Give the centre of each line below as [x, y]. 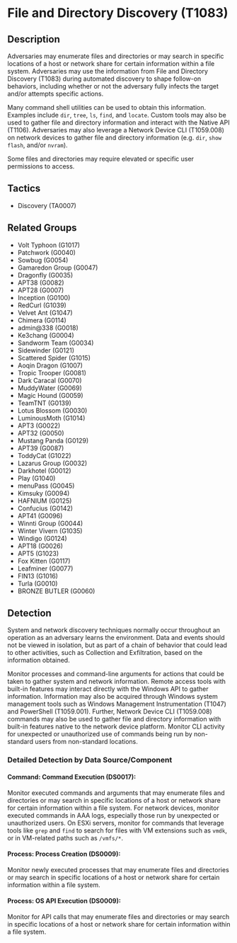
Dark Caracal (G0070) [50, 380]
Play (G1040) [36, 478]
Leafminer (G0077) [45, 568]
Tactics [24, 189]
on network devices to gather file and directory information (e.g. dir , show [115, 137]
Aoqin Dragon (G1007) [50, 365]
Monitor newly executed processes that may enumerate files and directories [118, 869]
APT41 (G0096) [40, 515]
